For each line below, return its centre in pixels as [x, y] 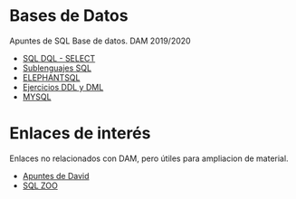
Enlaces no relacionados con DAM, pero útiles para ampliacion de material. [149, 158]
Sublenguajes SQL [57, 68]
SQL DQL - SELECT [59, 58]
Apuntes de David [56, 175]
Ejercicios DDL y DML [63, 87]
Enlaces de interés [80, 133]
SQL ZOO [40, 185]
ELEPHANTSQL [51, 77]
